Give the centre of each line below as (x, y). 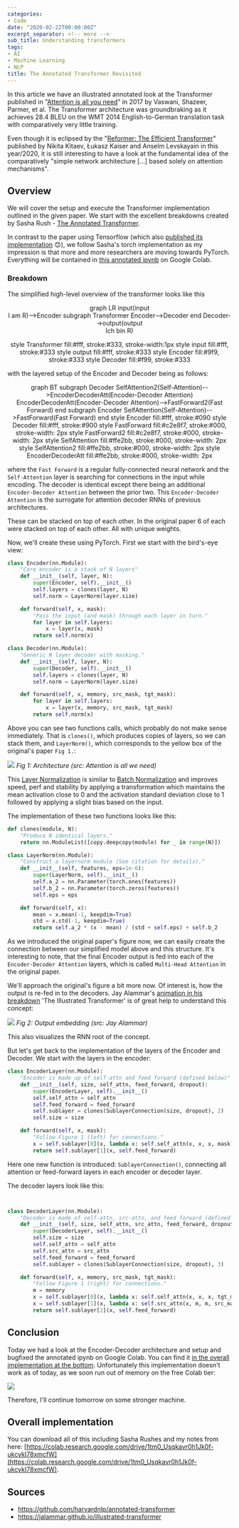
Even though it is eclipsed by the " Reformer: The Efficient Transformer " (112, 138)
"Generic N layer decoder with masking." (82, 655)
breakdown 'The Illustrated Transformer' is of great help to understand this (117, 1001)
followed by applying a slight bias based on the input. (85, 802)
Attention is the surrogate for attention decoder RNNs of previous (104, 500)
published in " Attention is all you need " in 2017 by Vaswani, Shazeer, (107, 101)
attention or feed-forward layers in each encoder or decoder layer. (105, 1172)
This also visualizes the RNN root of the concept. (79, 1037)
